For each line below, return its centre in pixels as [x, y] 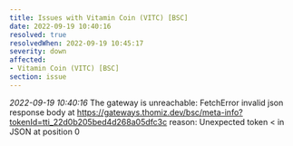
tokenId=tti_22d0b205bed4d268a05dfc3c [88, 122]
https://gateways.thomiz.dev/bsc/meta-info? [160, 112]
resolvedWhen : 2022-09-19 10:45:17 [77, 43]
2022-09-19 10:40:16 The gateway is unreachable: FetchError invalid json [146, 102]
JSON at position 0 [44, 131]
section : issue [38, 77]
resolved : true [38, 34]
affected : [28, 60]
